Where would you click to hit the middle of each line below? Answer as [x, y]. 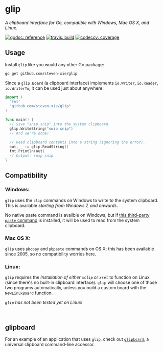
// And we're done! [29, 133]
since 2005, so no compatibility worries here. [51, 254]
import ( [14, 97]
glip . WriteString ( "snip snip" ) [41, 128]
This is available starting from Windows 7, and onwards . [62, 205]
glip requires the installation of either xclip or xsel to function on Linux [77, 277]
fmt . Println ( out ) [27, 151]
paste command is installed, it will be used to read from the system [72, 220]
